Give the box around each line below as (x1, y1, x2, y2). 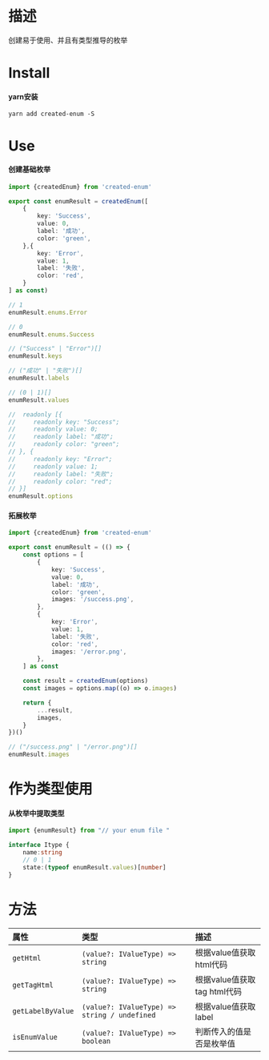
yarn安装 (8, 91, 38, 101)
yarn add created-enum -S (8, 110, 94, 118)
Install (8, 64, 50, 82)
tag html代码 (195, 986, 243, 997)
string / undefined (81, 1010, 156, 1019)
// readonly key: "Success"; (8, 418, 120, 426)
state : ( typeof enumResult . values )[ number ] (22, 863, 167, 871)
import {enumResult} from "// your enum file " (8, 826, 171, 835)
